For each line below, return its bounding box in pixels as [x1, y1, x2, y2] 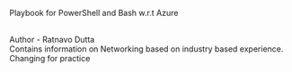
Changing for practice [9, 53, 91, 63]
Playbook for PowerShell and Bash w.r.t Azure [9, 8, 179, 18]
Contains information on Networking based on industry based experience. [9, 44, 284, 54]
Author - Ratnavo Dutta [9, 35, 95, 44]
